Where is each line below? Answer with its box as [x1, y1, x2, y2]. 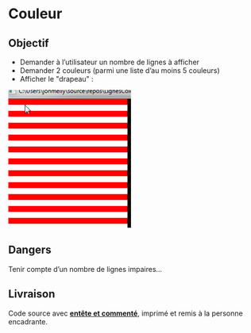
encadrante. [8, 316, 48, 326]
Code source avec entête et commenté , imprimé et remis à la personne [8, 308, 244, 318]
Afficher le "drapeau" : [19, 75, 94, 83]
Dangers [8, 243, 52, 257]
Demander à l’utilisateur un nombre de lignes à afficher [19, 57, 200, 67]
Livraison [8, 287, 56, 301]
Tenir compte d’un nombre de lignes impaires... [8, 264, 163, 274]
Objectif [8, 36, 49, 50]
